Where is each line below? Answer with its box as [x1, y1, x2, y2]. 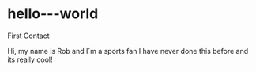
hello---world [7, 5, 99, 23]
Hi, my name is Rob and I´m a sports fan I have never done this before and [7, 46, 249, 55]
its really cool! [7, 55, 53, 64]
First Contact [7, 31, 50, 40]
